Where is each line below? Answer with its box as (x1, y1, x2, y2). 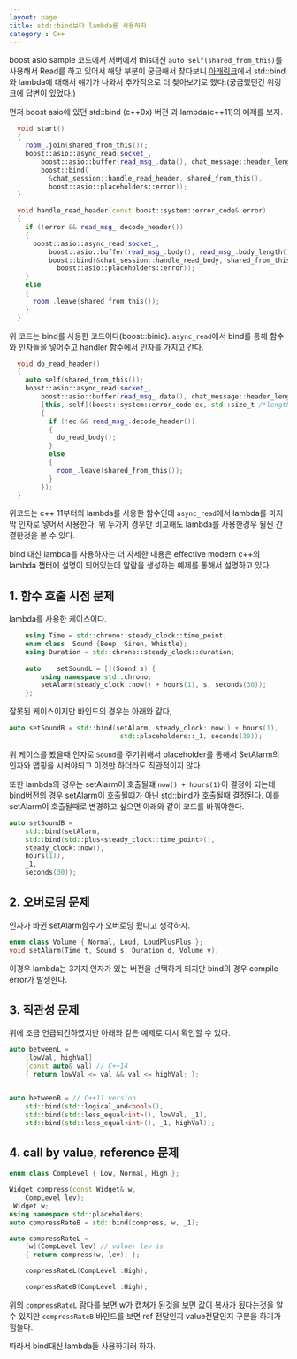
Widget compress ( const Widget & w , (9, 1185, 137, 1194)
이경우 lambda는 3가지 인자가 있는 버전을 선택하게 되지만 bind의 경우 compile (9, 962, 278, 974)
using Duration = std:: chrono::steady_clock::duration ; (25, 647, 236, 656)
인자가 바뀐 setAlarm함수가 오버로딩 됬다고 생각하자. (9, 920, 191, 930)
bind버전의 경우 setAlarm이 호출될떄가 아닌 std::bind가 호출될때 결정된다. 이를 (9, 790, 280, 800)
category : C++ (9, 29, 65, 38)
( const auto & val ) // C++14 (25, 1062, 128, 1071)
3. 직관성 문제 (9, 1002, 80, 1018)
